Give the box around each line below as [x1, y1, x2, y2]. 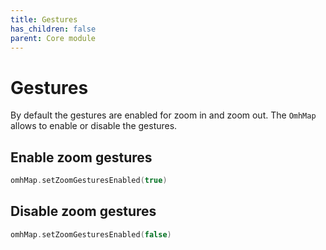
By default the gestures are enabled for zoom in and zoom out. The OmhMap [10, 109, 317, 121]
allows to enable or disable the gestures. [10, 120, 178, 132]
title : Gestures [10, 14, 78, 25]
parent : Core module [10, 33, 97, 43]
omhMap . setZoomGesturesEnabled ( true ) [10, 176, 168, 186]
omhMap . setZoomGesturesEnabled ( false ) [10, 229, 172, 240]
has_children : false [10, 24, 97, 34]
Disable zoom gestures [10, 203, 157, 220]
